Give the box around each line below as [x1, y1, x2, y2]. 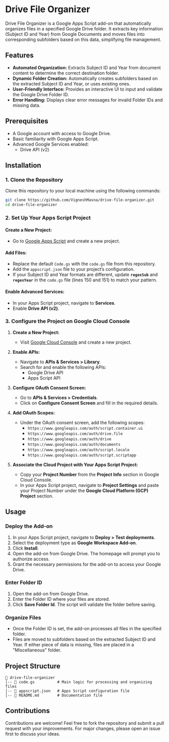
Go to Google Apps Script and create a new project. [12, 238, 120, 244]
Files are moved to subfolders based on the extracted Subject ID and [12, 636, 156, 642]
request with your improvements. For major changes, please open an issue [5, 725, 160, 731]
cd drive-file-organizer [5, 202, 58, 208]
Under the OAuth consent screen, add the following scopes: [20, 419, 145, 426]
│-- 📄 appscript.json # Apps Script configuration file [5, 688, 130, 693]
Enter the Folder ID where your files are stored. [12, 596, 110, 602]
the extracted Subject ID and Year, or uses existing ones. [12, 80, 131, 87]
